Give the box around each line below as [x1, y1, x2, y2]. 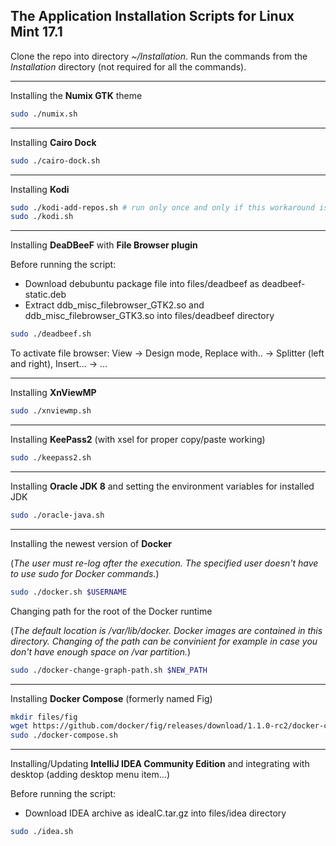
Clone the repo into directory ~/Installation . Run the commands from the [10, 50, 308, 62]
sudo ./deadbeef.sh [10, 329, 92, 339]
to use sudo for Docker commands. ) [10, 567, 160, 579]
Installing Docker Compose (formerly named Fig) [10, 692, 213, 704]
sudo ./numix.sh [10, 109, 78, 119]
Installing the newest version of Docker [10, 537, 173, 549]
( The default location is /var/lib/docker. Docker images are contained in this [10, 624, 323, 636]
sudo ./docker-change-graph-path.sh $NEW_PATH [10, 665, 208, 675]
